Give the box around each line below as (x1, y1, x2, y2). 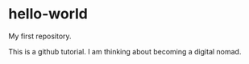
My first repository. (8, 31, 72, 41)
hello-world (8, 5, 89, 23)
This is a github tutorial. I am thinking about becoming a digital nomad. (8, 46, 242, 56)
